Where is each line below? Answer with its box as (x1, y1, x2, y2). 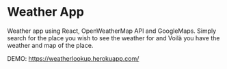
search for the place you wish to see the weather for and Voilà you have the (7, 33, 220, 42)
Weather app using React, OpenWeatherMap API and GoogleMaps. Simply (7, 27, 217, 35)
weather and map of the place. (7, 41, 94, 49)
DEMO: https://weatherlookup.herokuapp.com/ (7, 54, 139, 62)
